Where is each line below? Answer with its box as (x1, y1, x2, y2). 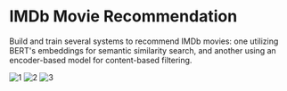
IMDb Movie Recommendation (9, 6, 238, 27)
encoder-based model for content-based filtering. (9, 54, 193, 65)
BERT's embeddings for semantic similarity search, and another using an (9, 45, 276, 55)
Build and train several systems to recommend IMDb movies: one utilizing (9, 36, 279, 46)
